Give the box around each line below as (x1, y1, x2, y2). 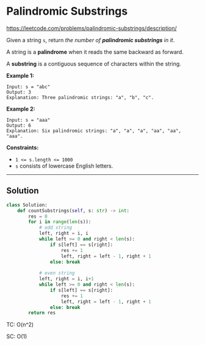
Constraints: (6, 144, 39, 151)
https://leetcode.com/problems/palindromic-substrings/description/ (6, 24, 177, 32)
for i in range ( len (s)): (28, 219, 92, 225)
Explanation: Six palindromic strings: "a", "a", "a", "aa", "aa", (6, 127, 182, 134)
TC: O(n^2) (6, 321, 34, 328)
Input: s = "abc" (6, 84, 51, 90)
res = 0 (28, 213, 48, 220)
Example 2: (6, 105, 35, 113)
